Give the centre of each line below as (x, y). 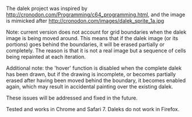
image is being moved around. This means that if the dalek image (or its (92, 38)
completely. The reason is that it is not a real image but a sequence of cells (96, 51)
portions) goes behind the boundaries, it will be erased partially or (85, 44)
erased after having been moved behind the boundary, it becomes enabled (96, 80)
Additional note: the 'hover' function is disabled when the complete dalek (94, 68)
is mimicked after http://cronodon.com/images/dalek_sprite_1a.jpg (85, 21)
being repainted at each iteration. (46, 57)
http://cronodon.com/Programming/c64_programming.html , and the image (96, 15)
